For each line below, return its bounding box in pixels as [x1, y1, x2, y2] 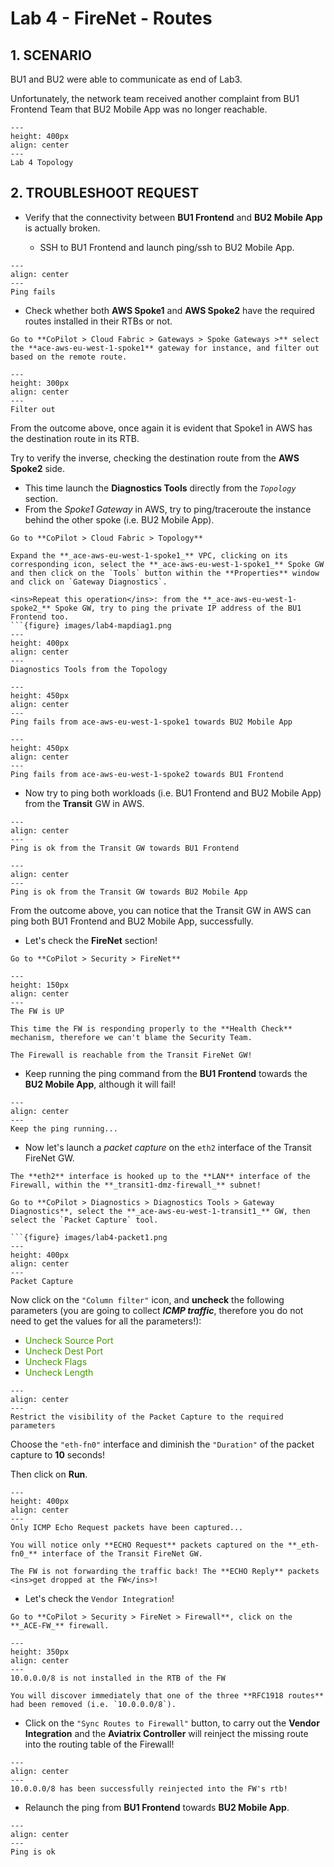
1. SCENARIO [10, 47, 92, 64]
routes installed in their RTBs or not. [24, 315, 173, 327]
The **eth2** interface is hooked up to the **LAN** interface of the [10, 1171, 311, 1181]
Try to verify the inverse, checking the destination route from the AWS [10, 452, 300, 464]
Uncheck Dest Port [24, 1345, 104, 1357]
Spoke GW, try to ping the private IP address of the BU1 [54, 603, 302, 613]
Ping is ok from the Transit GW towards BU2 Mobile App [10, 887, 248, 897]
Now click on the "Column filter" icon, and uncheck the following [10, 1293, 285, 1306]
